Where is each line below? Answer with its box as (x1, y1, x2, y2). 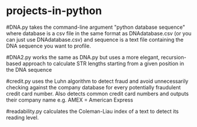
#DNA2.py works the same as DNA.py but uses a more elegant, (6, 54, 160, 61)
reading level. (6, 113, 39, 121)
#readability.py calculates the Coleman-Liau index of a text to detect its (6, 108, 179, 115)
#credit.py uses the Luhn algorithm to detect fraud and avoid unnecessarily (6, 78, 189, 85)
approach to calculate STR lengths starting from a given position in (22, 60, 184, 67)
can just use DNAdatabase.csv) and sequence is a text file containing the (6, 36, 184, 43)
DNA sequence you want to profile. (6, 42, 91, 49)
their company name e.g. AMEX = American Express (6, 96, 133, 103)
